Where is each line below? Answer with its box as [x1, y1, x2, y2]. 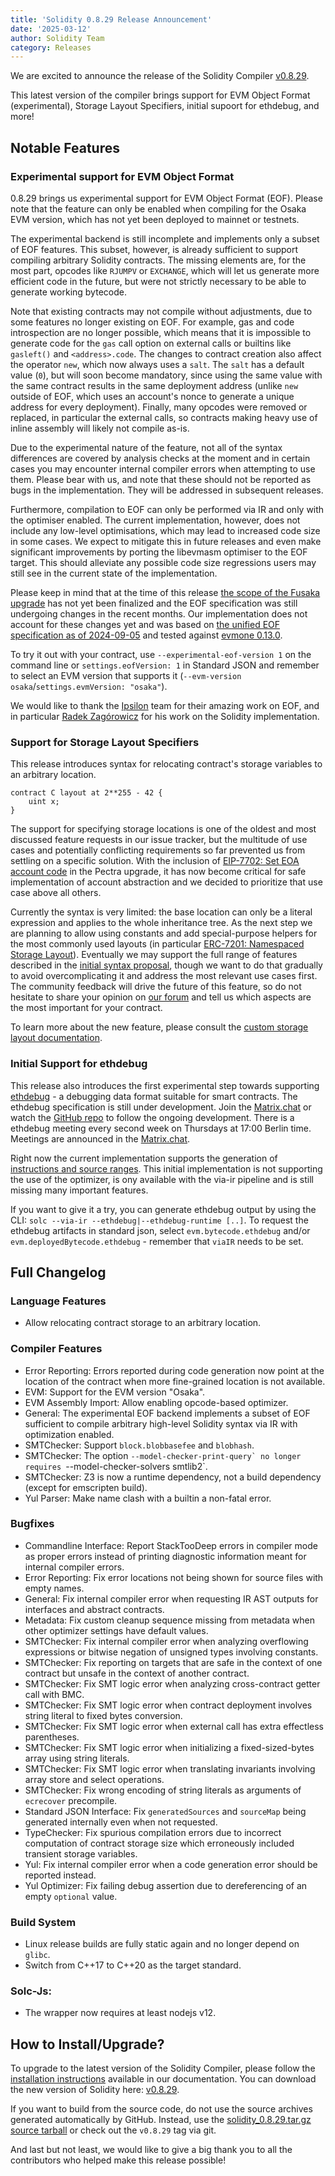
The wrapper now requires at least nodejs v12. [24, 2007, 217, 2019]
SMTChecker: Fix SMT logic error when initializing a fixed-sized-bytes [24, 1741, 315, 1753]
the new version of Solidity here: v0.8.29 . [10, 2084, 180, 2096]
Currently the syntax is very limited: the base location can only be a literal [10, 906, 313, 918]
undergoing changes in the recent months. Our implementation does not [10, 607, 308, 620]
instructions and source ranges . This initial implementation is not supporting [10, 1162, 323, 1175]
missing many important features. [10, 1184, 149, 1196]
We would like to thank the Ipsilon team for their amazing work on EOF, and [10, 699, 320, 711]
